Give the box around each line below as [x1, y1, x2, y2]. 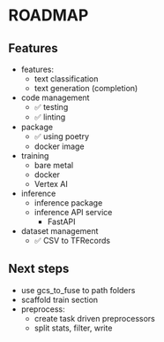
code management [20, 92, 90, 103]
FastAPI [47, 216, 76, 227]
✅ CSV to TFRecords [34, 236, 111, 245]
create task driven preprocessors [34, 313, 155, 323]
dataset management [20, 226, 99, 236]
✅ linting [34, 112, 66, 122]
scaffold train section [20, 294, 99, 305]
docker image [34, 141, 85, 152]
